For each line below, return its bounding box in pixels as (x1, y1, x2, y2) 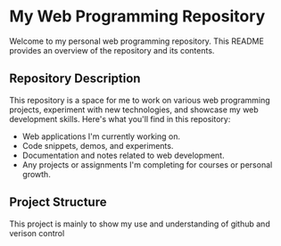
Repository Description (9, 71, 141, 86)
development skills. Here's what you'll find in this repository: (9, 113, 231, 124)
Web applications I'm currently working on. (21, 131, 181, 142)
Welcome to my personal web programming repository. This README (9, 36, 265, 46)
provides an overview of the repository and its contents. (9, 45, 215, 55)
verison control (9, 227, 65, 238)
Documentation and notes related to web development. (21, 150, 225, 160)
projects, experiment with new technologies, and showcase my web (9, 104, 259, 115)
